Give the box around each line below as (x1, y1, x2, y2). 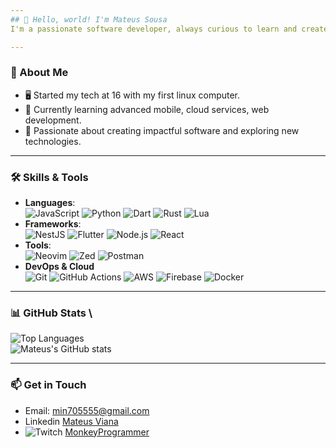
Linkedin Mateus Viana (24, 415, 119, 427)
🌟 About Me (10, 66, 69, 80)
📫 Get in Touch (10, 378, 87, 392)
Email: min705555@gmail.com (24, 404, 150, 416)
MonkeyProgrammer (64, 426, 150, 438)
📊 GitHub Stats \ (10, 306, 93, 320)
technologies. (24, 135, 82, 147)
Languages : (24, 197, 76, 209)
